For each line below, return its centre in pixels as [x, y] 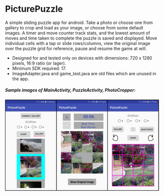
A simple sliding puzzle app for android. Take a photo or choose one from [79, 22]
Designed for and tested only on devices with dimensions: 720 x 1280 [82, 58]
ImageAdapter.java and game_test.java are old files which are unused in [84, 73]
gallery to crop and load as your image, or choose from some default [74, 27]
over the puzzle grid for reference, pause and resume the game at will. [76, 48]
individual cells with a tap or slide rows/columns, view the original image [78, 43]
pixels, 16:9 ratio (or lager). [39, 63]
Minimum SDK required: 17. [39, 68]
